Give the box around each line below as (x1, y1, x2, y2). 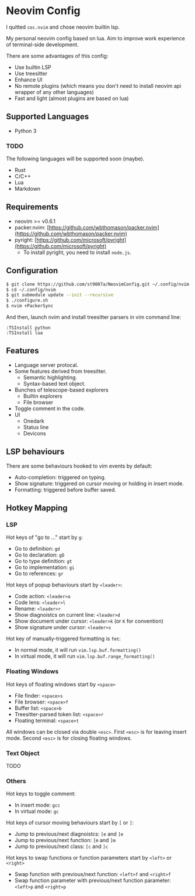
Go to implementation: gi (14, 564, 75, 571)
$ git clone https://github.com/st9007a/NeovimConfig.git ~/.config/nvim (6, 281, 190, 287)
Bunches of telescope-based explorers (14, 386, 109, 393)
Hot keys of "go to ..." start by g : (6, 534, 83, 541)
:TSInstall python (6, 325, 51, 331)
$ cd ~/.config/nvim (6, 287, 57, 293)
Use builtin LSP (14, 63, 51, 71)
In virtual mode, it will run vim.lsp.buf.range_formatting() (14, 653, 155, 660)
